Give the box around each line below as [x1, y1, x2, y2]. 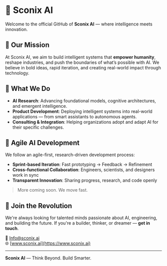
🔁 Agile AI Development [5, 138, 80, 147]
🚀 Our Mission [5, 41, 50, 49]
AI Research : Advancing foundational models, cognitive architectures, [12, 97, 157, 104]
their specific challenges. [12, 124, 64, 130]
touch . [5, 226, 19, 232]
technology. [5, 70, 30, 76]
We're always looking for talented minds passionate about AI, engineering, [5, 215, 158, 221]
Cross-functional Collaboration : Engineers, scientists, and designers [12, 167, 155, 173]
